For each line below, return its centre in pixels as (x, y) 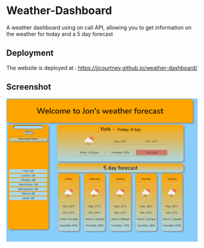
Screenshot (29, 87)
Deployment (30, 53)
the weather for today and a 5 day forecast (60, 34)
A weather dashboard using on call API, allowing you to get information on (99, 27)
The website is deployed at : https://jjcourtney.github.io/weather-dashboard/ (102, 68)
